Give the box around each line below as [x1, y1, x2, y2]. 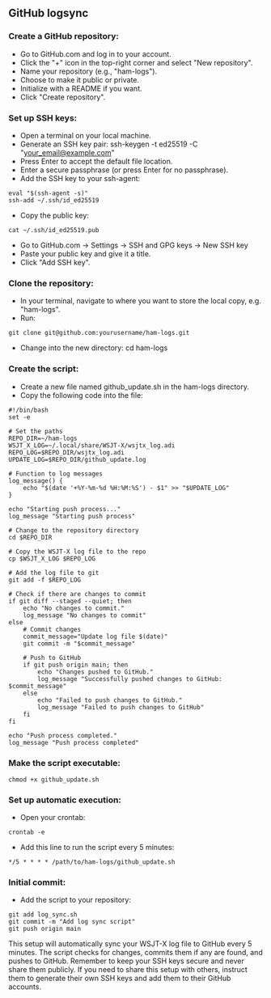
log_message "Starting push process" [8, 512, 136, 520]
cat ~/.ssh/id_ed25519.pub [8, 226, 100, 234]
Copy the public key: [19, 210, 89, 220]
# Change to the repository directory [8, 526, 139, 535]
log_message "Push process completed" [8, 738, 139, 746]
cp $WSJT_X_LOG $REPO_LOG [8, 554, 95, 563]
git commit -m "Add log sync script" [8, 918, 136, 926]
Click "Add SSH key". [19, 257, 91, 267]
